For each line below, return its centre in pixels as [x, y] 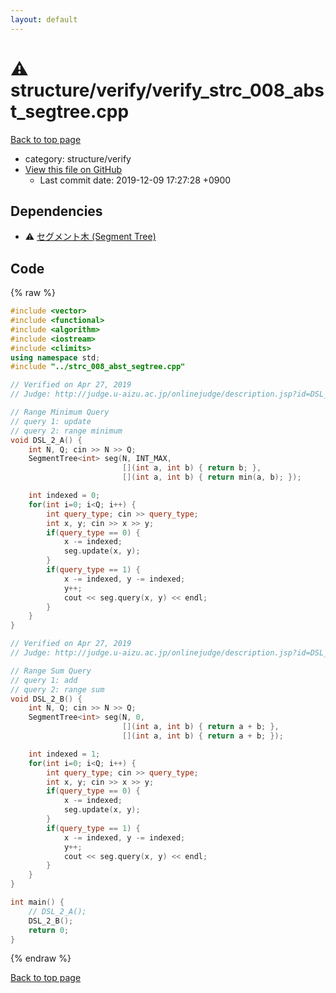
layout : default [44, 19]
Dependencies [56, 211]
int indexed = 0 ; [64, 496]
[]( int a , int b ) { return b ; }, [191, 468]
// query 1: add [44, 680]
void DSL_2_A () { [46, 440]
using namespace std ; [55, 357]
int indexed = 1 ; [64, 754]
